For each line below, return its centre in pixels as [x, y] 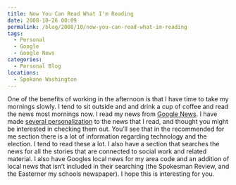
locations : [23, 72]
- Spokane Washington [45, 79]
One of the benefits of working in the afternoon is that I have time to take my [118, 99]
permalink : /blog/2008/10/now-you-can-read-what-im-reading [98, 27]
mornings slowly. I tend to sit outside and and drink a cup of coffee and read [118, 107]
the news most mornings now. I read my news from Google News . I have [112, 114]
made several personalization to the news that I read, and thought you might [118, 122]
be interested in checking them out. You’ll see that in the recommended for [116, 129]
